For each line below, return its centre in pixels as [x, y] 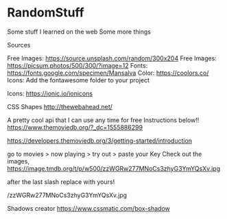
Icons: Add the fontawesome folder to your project [78, 80]
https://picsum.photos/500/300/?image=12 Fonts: [77, 65]
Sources [19, 45]
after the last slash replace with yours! [61, 182]
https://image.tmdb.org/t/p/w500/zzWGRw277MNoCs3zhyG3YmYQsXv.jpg [114, 168]
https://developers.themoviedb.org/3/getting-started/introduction [100, 140]
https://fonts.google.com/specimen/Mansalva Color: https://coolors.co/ [108, 73]
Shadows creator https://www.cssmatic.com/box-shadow [88, 208]
